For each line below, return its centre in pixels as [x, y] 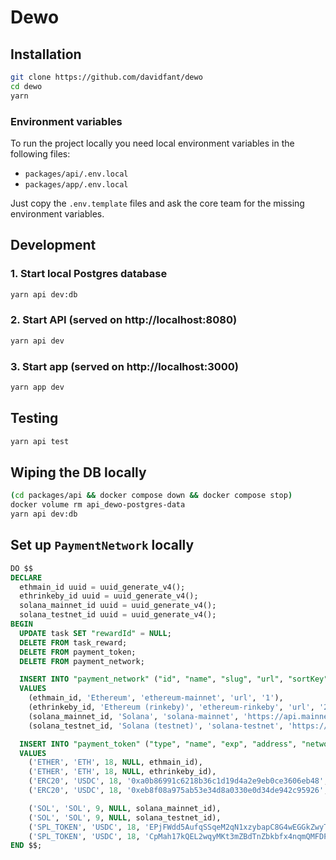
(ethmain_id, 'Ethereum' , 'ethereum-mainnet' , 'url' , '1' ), [156, 698]
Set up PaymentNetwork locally [102, 545]
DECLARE [26, 577]
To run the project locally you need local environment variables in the [152, 143]
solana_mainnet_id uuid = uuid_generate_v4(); [118, 606]
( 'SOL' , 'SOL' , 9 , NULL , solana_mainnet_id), [125, 808]
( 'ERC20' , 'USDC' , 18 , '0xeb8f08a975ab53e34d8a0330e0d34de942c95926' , [178, 791]
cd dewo [26, 86]
